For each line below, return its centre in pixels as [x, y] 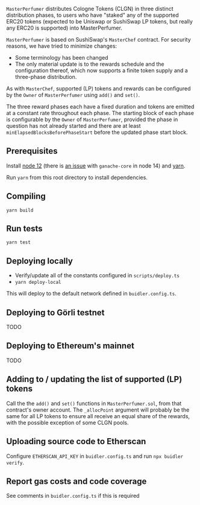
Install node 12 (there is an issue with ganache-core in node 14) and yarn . [96, 166]
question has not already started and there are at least [73, 126]
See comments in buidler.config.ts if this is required [73, 496]
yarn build [20, 210]
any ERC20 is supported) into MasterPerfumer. [64, 28]
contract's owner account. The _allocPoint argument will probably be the [98, 410]
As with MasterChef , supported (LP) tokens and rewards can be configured [98, 89]
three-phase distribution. [46, 77]
